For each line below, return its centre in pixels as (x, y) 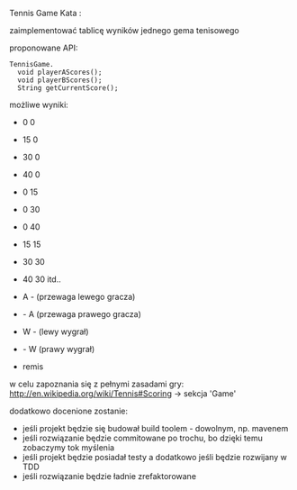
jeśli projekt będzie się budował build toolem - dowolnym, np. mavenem (155, 428)
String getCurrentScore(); (68, 88)
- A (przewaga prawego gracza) (82, 314)
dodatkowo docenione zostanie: (69, 411)
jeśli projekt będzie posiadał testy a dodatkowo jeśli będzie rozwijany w (155, 457)
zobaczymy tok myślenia (68, 448)
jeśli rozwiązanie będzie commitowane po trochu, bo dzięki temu (142, 438)
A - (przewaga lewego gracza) (79, 297)
